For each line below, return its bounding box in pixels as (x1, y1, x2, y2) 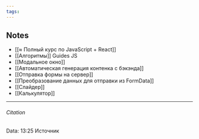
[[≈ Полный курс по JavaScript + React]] (14, 46, 117, 53)
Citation (6, 109, 25, 116)
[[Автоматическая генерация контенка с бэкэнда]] (14, 65, 144, 72)
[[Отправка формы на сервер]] (14, 71, 94, 78)
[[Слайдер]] (14, 84, 45, 91)
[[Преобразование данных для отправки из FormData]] (14, 77, 154, 84)
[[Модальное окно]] (14, 58, 65, 65)
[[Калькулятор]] (14, 90, 55, 97)
